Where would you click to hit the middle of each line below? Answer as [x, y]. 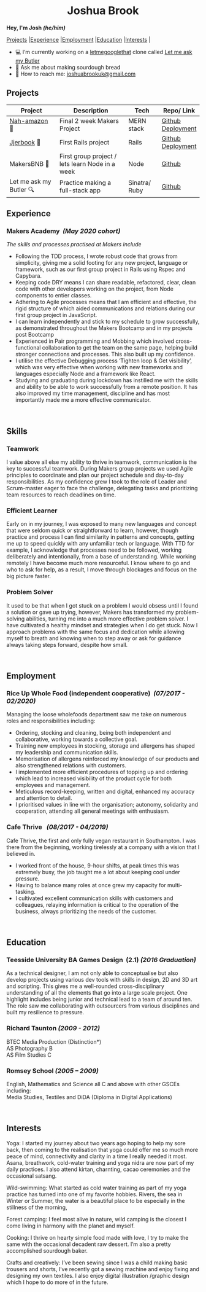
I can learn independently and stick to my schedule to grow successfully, [107, 322]
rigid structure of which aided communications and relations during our [105, 308]
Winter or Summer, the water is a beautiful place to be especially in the [96, 1200]
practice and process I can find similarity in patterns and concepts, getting [101, 537]
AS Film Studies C [29, 1055]
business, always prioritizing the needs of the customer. [86, 911]
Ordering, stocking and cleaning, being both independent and [93, 733]
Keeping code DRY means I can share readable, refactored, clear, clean [105, 283]
